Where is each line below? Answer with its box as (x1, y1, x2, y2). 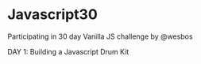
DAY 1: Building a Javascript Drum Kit (7, 47, 129, 56)
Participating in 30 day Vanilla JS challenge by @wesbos (7, 32, 193, 41)
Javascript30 (7, 6, 99, 24)
